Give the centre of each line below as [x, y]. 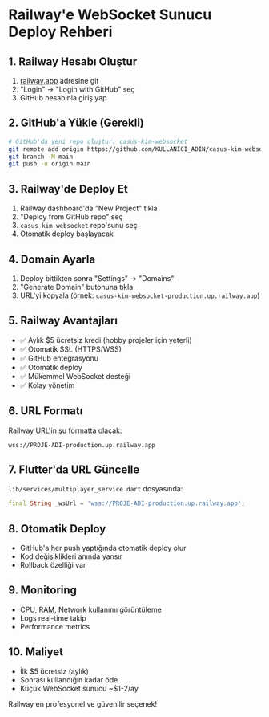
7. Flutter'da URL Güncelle [74, 469]
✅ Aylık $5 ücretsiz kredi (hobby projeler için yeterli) [106, 340]
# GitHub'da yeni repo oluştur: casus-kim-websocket [98, 141]
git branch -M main [41, 157]
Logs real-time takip [53, 618]
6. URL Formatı [46, 411]
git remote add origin [46, 149]
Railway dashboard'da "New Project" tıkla [88, 208]
